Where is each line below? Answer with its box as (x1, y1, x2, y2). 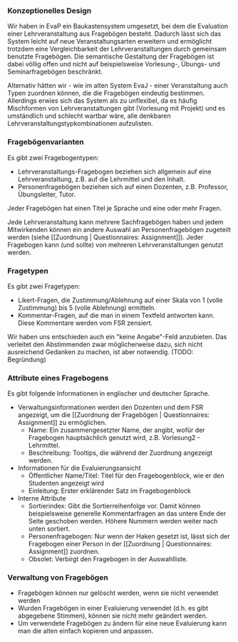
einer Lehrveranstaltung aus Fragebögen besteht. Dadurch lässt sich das (7, 29, 222, 38)
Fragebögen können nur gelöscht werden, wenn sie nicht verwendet (17, 588, 219, 598)
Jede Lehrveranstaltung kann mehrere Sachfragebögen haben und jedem (7, 217, 224, 226)
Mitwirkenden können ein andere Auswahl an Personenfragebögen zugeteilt (7, 225, 232, 234)
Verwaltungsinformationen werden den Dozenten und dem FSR (17, 403, 204, 412)
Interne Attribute (17, 494, 66, 503)
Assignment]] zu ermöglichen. (17, 418, 107, 427)
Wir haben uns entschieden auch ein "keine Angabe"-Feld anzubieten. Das (7, 332, 227, 341)
